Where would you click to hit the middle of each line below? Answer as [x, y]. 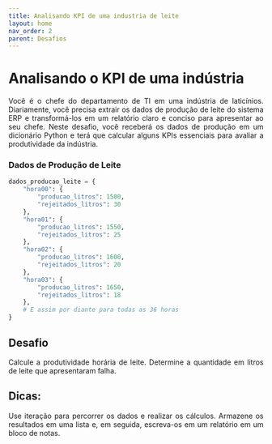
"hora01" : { [43, 220]
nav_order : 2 [30, 31]
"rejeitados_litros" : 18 [79, 295]
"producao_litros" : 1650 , [81, 287]
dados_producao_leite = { [52, 182]
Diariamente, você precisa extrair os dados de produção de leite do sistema [136, 109]
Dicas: [25, 397]
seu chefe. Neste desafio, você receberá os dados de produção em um [136, 127]
